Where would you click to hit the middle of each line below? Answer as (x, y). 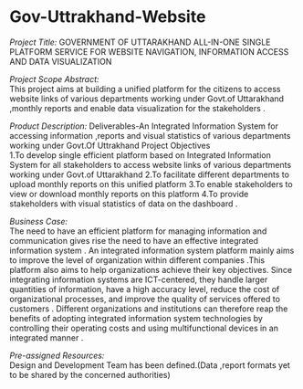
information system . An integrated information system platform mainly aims (152, 250)
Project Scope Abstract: (54, 79)
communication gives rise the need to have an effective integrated (134, 240)
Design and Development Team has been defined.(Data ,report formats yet (150, 365)
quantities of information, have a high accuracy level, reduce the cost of (145, 289)
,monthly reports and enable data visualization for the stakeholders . (138, 108)
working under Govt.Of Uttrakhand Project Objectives (110, 145)
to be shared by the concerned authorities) (90, 374)
